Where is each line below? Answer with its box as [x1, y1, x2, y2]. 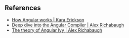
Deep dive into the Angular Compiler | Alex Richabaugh [11, 22, 124, 28]
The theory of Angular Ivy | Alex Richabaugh [11, 27, 102, 33]
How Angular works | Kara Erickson [11, 17, 85, 22]
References [4, 4, 41, 12]
